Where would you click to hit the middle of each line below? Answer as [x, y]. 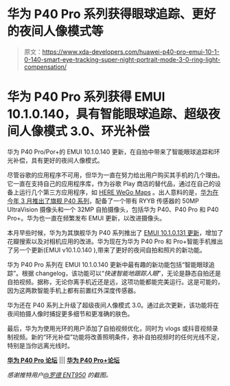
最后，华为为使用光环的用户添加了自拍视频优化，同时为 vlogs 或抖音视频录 [113, 328]
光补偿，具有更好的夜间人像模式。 [55, 160]
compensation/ [45, 67]
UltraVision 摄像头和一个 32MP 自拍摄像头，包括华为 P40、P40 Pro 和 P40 [113, 209]
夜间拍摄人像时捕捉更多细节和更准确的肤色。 [70, 314]
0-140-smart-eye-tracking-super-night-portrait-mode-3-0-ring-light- [122, 59]
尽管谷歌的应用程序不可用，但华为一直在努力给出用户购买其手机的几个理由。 [115, 175]
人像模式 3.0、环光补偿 [84, 131]
